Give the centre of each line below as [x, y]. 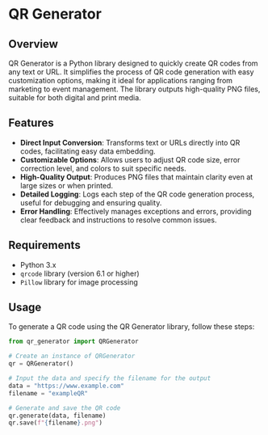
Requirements [44, 245]
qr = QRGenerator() [41, 364]
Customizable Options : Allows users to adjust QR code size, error [130, 159]
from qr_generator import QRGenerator [73, 342]
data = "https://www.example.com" [67, 386]
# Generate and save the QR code [65, 408]
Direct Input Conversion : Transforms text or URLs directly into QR [130, 142]
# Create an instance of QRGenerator [72, 357]
